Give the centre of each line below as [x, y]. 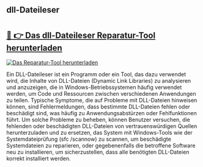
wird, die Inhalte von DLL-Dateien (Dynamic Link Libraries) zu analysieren [99, 81]
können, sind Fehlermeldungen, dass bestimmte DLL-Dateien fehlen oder [98, 107]
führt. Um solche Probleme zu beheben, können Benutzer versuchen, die [98, 119]
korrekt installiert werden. [39, 158]
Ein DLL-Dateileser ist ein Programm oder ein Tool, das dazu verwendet [96, 74]
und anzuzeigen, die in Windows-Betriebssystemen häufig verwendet [94, 87]
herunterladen [34, 48]
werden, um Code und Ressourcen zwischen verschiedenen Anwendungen [101, 94]
